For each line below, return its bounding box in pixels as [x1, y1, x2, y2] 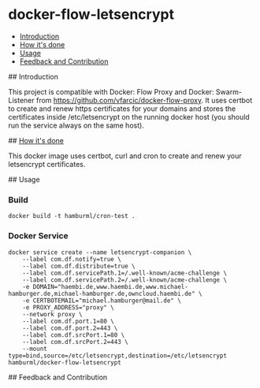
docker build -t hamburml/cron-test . [8, 212, 136, 220]
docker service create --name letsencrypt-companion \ [8, 248, 192, 257]
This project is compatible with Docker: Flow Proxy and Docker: [8, 87, 214, 96]
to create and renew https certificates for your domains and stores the [8, 104, 236, 113]
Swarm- [215, 87, 243, 96]
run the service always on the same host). [8, 120, 144, 130]
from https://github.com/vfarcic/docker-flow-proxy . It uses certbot [35, 95, 253, 105]
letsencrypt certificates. [8, 159, 86, 168]
